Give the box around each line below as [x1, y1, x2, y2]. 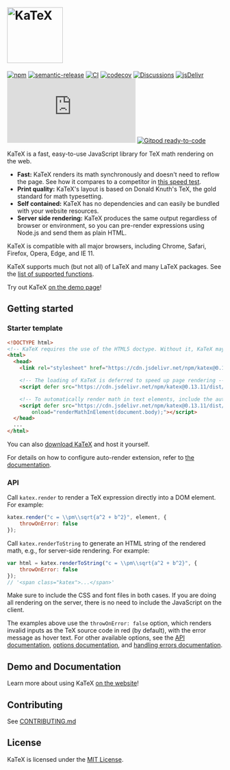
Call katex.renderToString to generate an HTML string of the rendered [7, 539, 206, 547]
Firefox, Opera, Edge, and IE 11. [7, 249, 94, 257]
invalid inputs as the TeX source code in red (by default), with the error [7, 627, 207, 635]
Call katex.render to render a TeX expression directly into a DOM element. [7, 493, 216, 502]
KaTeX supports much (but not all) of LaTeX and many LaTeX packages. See [7, 262, 221, 270]
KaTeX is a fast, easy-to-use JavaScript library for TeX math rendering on [7, 150, 214, 158]
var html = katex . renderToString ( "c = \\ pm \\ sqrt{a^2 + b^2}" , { [7, 559, 197, 566]
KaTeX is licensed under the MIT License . [7, 755, 124, 763]
